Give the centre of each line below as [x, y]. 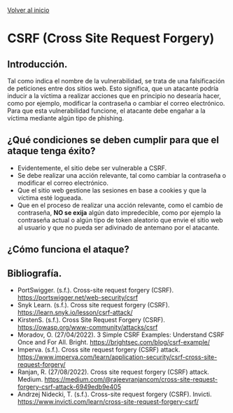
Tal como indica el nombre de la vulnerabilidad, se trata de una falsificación [116, 81]
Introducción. [37, 64]
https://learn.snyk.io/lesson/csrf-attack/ [75, 313]
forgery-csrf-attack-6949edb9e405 [69, 387]
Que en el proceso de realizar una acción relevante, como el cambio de [120, 205]
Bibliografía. [35, 273]
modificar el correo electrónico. [63, 183]
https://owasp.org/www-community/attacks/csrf [87, 328]
